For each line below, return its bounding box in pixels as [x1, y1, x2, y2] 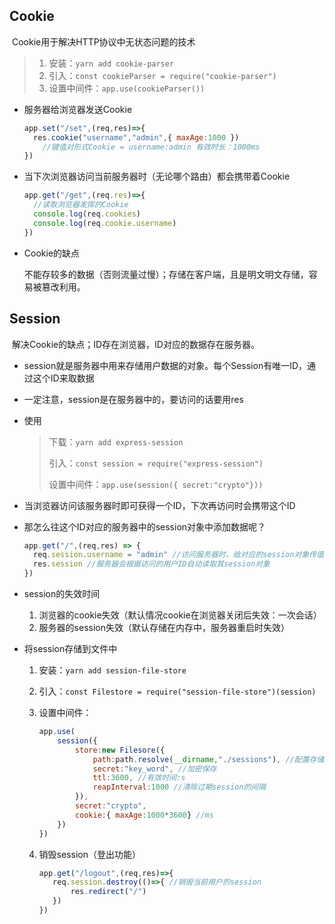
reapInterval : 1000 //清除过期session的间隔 [92, 782, 267, 793]
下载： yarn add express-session [48, 435, 184, 448]
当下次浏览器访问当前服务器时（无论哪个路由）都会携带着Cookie [23, 170, 291, 183]
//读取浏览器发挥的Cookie [33, 200, 129, 210]
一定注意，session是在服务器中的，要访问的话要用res [23, 393, 244, 405]
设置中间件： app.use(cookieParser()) [48, 82, 206, 94]
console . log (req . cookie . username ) [33, 218, 177, 228]
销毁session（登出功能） [38, 848, 141, 860]
